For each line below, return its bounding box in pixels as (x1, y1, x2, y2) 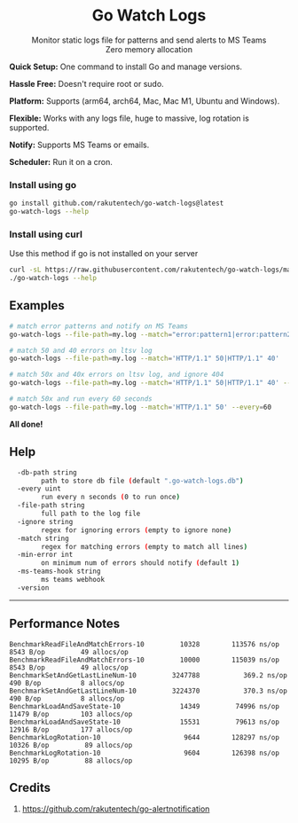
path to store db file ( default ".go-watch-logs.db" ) (41, 476, 244, 485)
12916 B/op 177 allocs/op (9, 725, 133, 734)
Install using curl (9, 228, 82, 240)
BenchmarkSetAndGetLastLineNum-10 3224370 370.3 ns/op (9, 686, 288, 695)
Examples (9, 298, 65, 313)
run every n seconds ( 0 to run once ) (41, 493, 180, 502)
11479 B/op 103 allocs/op (9, 709, 133, 718)
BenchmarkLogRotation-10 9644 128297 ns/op (9, 733, 279, 741)
